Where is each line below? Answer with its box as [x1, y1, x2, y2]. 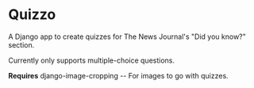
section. [8, 40, 35, 49]
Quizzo [8, 6, 56, 24]
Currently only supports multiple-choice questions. [8, 55, 175, 65]
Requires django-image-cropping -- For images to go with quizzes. [8, 71, 229, 80]
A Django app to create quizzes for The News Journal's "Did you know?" [8, 32, 246, 41]
